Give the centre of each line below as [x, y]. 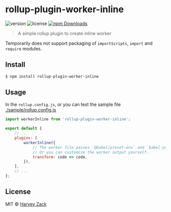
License [18, 192]
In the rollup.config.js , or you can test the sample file [63, 104]
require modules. [24, 48]
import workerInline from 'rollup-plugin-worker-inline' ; [68, 119]
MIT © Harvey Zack [26, 204]
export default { [24, 128]
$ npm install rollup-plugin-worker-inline [52, 76]
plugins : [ [26, 138]
